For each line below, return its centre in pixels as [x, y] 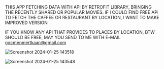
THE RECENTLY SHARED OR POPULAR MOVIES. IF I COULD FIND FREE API [82, 12]
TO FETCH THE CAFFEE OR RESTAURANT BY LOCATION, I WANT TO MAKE [82, 17]
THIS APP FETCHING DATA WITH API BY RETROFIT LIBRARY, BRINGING [78, 7]
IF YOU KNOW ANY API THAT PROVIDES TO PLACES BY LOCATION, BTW [80, 32]
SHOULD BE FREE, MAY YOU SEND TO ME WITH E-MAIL [63, 37]
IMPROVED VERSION [26, 23]
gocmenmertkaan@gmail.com [36, 43]
